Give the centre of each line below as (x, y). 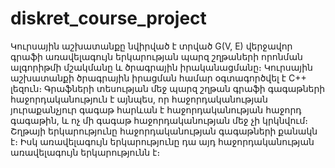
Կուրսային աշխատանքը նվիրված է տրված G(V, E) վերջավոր (151, 46)
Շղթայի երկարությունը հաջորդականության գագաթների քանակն (164, 131)
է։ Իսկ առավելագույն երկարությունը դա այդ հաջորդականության (162, 141)
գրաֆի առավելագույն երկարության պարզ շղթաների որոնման (156, 56)
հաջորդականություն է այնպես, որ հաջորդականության (139, 99)
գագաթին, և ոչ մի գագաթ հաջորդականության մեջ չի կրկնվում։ (159, 120)
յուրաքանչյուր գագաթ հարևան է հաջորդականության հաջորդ (156, 109)
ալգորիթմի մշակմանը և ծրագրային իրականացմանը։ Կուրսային (161, 67)
